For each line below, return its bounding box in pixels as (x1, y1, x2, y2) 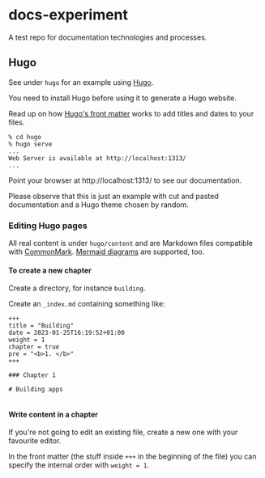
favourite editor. (8, 436, 62, 446)
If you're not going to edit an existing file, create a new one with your (8, 427, 238, 438)
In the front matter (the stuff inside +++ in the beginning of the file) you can (8, 451, 257, 462)
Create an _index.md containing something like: (8, 299, 166, 309)
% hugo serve (8, 140, 53, 148)
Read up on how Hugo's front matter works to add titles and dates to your (8, 108, 254, 118)
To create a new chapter (8, 265, 92, 275)
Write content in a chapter (8, 409, 99, 419)
